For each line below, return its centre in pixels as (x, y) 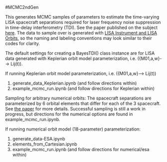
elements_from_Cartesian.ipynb (45, 144)
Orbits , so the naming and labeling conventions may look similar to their (79, 38)
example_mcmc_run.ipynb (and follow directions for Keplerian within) (83, 88)
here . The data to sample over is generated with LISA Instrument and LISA (81, 33)
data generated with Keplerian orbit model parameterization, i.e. (71, 58)
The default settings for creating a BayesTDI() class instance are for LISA (80, 53)
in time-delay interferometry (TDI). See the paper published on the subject (82, 27)
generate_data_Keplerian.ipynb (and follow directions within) (75, 83)
